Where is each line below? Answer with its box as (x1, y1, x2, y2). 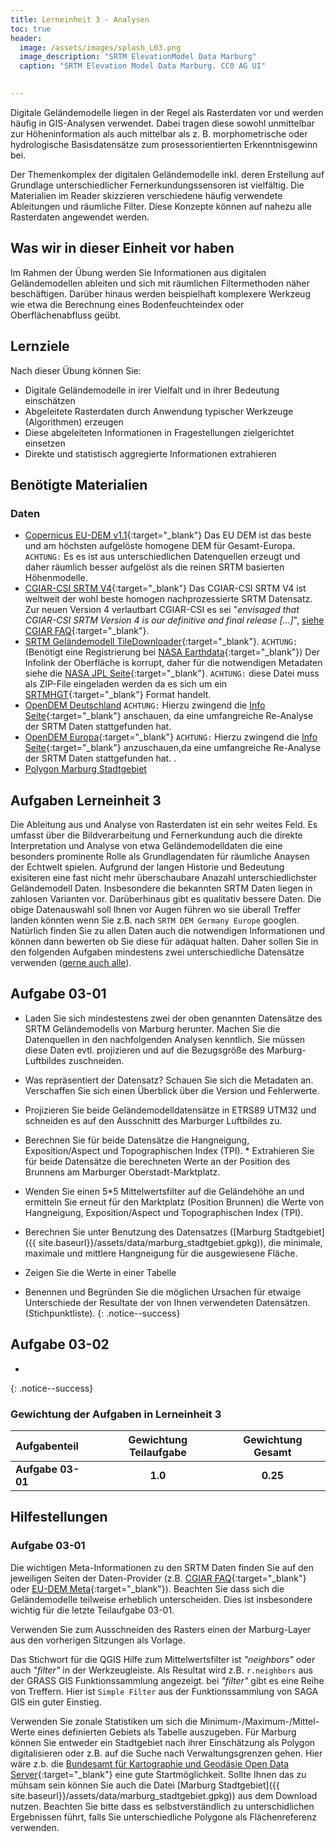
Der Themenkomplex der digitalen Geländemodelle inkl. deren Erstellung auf (10, 168, 325, 180)
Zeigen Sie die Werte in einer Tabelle (24, 1266, 177, 1278)
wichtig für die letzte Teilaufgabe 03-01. (10, 1604, 175, 1616)
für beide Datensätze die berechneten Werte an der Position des (24, 1155, 291, 1167)
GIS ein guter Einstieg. (10, 1696, 102, 1708)
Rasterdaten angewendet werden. (10, 211, 150, 223)
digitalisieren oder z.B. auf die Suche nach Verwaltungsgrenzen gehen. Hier (10, 1747, 323, 1759)
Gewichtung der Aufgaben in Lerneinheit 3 (10, 1407, 222, 1421)
